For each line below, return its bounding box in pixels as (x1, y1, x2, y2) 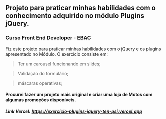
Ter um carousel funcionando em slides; (17, 61, 101, 67)
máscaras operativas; (17, 80, 63, 86)
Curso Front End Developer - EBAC (5, 34, 91, 41)
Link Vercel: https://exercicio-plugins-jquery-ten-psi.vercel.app (5, 108, 143, 114)
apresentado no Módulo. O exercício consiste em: (5, 51, 108, 57)
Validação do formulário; (17, 70, 69, 76)
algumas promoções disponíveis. (5, 97, 76, 103)
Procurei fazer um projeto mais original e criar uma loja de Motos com (5, 92, 153, 98)
